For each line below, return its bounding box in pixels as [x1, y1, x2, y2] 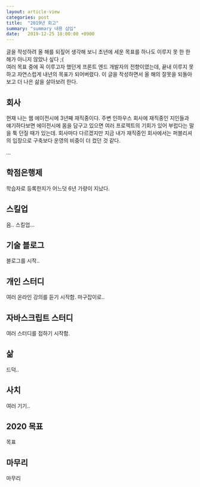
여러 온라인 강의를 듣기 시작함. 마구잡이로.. [6, 294, 105, 301]
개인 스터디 [6, 276, 45, 286]
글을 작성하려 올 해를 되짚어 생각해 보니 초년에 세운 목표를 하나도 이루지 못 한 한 [6, 49, 191, 56]
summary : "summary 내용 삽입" [6, 25, 76, 32]
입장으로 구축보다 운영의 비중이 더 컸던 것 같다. [12, 137, 121, 144]
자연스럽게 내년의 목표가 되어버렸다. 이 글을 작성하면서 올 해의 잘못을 [17, 71, 177, 78]
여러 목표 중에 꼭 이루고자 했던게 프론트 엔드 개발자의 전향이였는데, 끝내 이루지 [6, 63, 188, 71]
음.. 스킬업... [6, 221, 35, 228]
